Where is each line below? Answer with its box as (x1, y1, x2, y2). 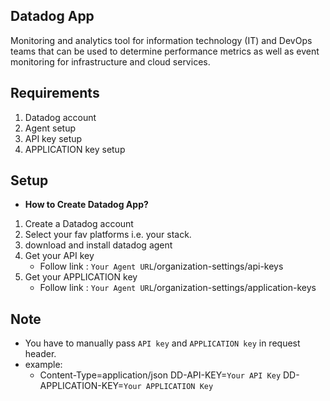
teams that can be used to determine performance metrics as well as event (10, 45, 320, 57)
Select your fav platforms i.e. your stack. (24, 229, 192, 241)
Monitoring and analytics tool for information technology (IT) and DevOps (10, 34, 313, 46)
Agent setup (24, 122, 76, 134)
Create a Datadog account (24, 218, 134, 230)
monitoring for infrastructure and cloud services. (10, 55, 211, 68)
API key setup (24, 132, 83, 144)
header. (24, 348, 57, 360)
